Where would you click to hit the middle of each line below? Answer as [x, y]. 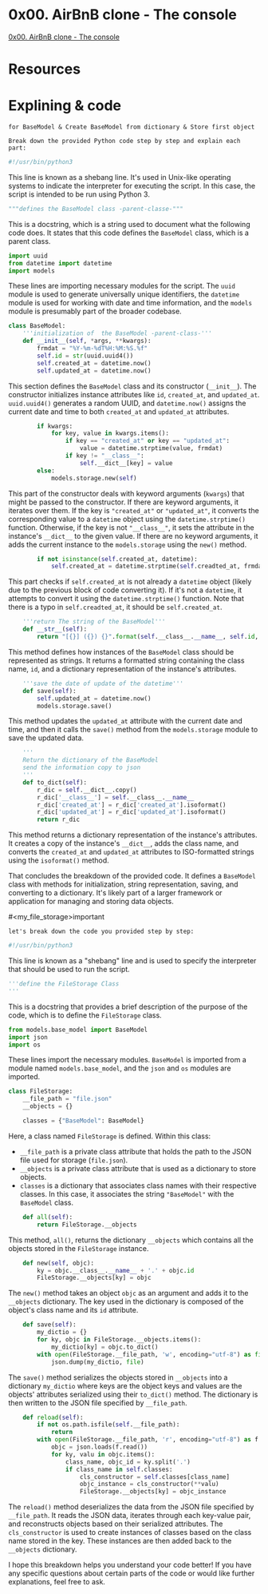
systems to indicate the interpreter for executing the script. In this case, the [132, 185]
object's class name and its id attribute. [73, 1310]
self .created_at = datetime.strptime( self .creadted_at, [146, 566]
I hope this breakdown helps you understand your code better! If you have [130, 1565]
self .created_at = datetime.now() [94, 363]
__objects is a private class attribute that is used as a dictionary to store [138, 1168]
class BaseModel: [37, 326]
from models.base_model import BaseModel [78, 1030]
